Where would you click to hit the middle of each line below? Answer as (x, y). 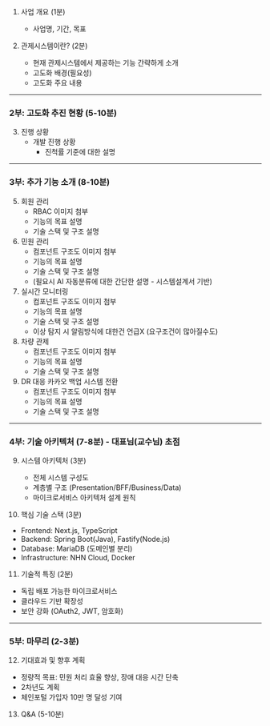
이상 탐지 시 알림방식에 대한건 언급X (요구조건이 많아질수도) (125, 331)
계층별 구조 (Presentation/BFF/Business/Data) (107, 487)
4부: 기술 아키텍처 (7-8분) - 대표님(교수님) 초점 (95, 441)
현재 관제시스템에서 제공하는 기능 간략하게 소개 (105, 63)
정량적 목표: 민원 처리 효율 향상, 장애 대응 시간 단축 (99, 677)
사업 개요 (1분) (43, 12)
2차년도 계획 (40, 688)
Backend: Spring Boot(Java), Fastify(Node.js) (95, 539)
